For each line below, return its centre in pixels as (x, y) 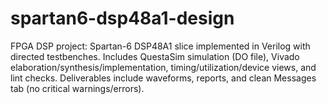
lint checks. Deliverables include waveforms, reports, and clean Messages (163, 78)
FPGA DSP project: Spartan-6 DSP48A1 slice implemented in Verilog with (160, 46)
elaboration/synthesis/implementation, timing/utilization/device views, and (163, 67)
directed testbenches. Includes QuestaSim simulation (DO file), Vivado (155, 56)
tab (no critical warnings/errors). (77, 88)
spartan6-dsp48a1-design (122, 18)
